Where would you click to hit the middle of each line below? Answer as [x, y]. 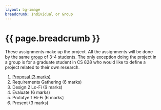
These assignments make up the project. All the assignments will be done [79, 52]
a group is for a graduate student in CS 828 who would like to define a [76, 62]
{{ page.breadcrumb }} [53, 38]
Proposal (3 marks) [31, 77]
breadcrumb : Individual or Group [39, 14]
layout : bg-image [23, 10]
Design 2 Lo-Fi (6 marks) [37, 87]
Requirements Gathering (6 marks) [47, 82]
